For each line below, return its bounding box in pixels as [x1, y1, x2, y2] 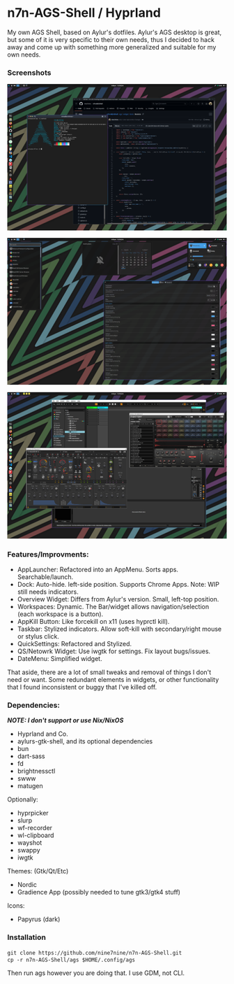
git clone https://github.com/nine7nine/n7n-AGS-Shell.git [7, 949, 182, 956]
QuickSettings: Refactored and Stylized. [17, 640, 132, 648]
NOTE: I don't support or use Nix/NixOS [7, 716, 124, 725]
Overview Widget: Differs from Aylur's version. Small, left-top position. [17, 595, 219, 604]
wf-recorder [17, 824, 53, 832]
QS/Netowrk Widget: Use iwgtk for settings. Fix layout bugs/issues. [17, 647, 211, 655]
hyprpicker [17, 809, 49, 818]
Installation [7, 932, 47, 942]
